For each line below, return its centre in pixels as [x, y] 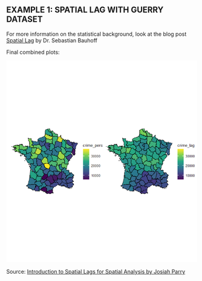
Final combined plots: [33, 52]
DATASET [25, 20]
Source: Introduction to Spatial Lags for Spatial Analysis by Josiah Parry [96, 272]
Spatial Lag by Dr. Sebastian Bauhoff [52, 40]
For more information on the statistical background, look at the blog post [96, 34]
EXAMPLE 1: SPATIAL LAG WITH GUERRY [85, 10]
